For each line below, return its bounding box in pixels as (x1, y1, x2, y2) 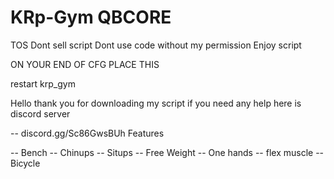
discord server (10, 107, 71, 120)
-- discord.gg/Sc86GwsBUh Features (10, 127, 165, 139)
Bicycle (10, 157, 41, 169)
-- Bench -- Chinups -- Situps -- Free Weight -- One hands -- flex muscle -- (10, 146, 325, 158)
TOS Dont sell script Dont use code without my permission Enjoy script (10, 39, 302, 51)
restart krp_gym (10, 77, 76, 90)
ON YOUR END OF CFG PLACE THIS (10, 58, 160, 70)
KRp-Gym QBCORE (10, 6, 172, 29)
